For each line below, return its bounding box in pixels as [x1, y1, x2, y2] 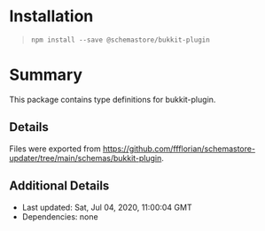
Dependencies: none [21, 211, 99, 222]
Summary [9, 65, 82, 85]
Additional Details [9, 179, 110, 194]
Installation [9, 6, 94, 27]
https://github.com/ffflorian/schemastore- [102, 143, 255, 154]
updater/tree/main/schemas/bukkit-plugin [9, 152, 162, 163]
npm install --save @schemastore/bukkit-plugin [30, 35, 210, 44]
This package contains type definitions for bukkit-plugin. [9, 94, 216, 104]
